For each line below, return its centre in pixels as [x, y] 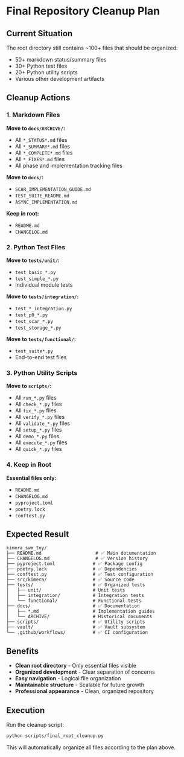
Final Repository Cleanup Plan [83, 11]
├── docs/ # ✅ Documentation [73, 606]
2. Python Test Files [36, 247]
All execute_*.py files [41, 442]
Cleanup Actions [38, 98]
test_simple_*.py [37, 279]
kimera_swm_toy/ [27, 548]
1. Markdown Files [33, 115]
